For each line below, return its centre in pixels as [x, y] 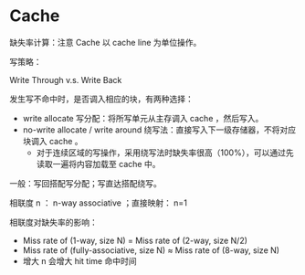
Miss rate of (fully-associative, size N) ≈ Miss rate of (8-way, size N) [151, 250]
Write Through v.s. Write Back [66, 79]
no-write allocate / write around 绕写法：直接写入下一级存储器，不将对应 [159, 130]
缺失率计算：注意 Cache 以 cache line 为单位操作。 [105, 42]
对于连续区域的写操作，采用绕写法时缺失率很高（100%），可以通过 [161, 153]
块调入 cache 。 [53, 141]
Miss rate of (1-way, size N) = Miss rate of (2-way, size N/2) [135, 240]
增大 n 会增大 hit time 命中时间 [79, 260]
